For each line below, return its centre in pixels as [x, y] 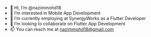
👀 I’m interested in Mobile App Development [55, 13]
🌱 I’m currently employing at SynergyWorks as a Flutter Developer [78, 18]
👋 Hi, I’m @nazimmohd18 [35, 8]
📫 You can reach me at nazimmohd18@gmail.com [62, 29]
